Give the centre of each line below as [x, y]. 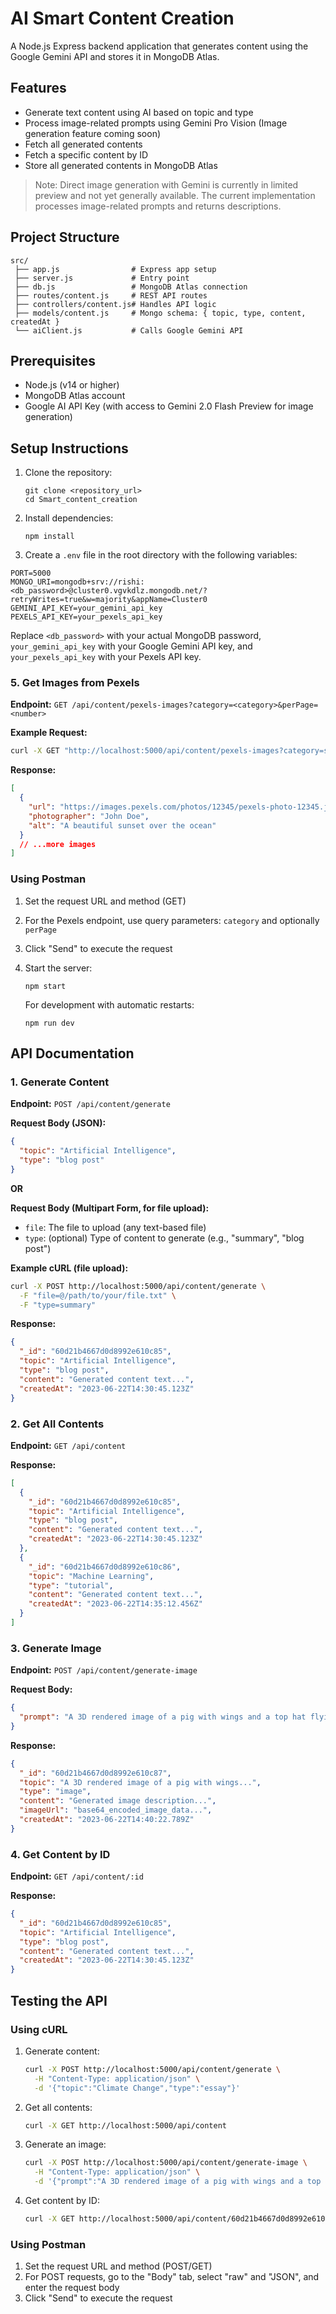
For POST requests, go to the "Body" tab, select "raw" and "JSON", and [172, 2277]
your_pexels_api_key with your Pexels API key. [106, 657]
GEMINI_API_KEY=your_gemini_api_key [86, 608]
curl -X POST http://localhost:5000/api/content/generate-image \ [166, 2163]
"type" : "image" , [55, 1792]
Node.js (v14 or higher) [72, 385]
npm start [45, 986]
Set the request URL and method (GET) [105, 901]
